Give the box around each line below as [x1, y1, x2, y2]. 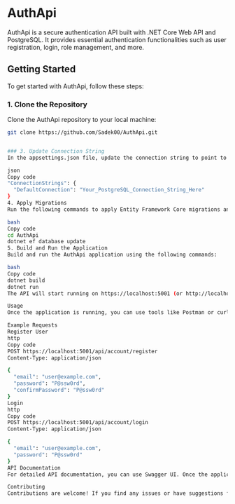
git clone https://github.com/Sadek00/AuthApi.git [7, 129, 158, 136]
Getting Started [7, 63, 76, 75]
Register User [7, 328, 49, 336]
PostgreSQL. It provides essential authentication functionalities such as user [7, 35, 227, 43]
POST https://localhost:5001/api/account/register [7, 348, 158, 355]
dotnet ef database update [7, 238, 86, 245]
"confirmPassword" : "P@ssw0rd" [13, 387, 105, 394]
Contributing [7, 484, 45, 491]
